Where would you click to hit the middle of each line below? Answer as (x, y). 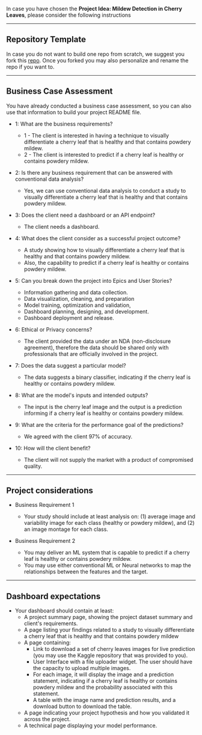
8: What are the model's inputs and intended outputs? (81, 395)
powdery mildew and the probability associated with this (103, 688)
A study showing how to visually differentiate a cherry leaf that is (104, 250)
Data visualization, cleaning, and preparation (79, 298)
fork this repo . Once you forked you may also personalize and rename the (97, 60)
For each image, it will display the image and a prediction (103, 674)
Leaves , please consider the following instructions (69, 15)
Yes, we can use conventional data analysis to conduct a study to (105, 190)
